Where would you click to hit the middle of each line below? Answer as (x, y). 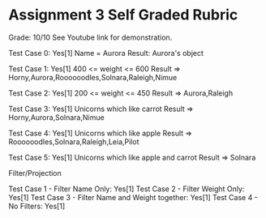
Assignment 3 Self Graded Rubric (123, 15)
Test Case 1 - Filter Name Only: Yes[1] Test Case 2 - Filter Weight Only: (127, 189)
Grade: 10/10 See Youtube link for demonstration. (90, 37)
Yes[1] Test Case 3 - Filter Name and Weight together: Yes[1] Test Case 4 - (133, 197)
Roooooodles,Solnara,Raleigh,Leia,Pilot (74, 141)
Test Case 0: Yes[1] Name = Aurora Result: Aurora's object (106, 53)
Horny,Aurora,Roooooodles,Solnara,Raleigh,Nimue (93, 77)
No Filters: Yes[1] (37, 206)
